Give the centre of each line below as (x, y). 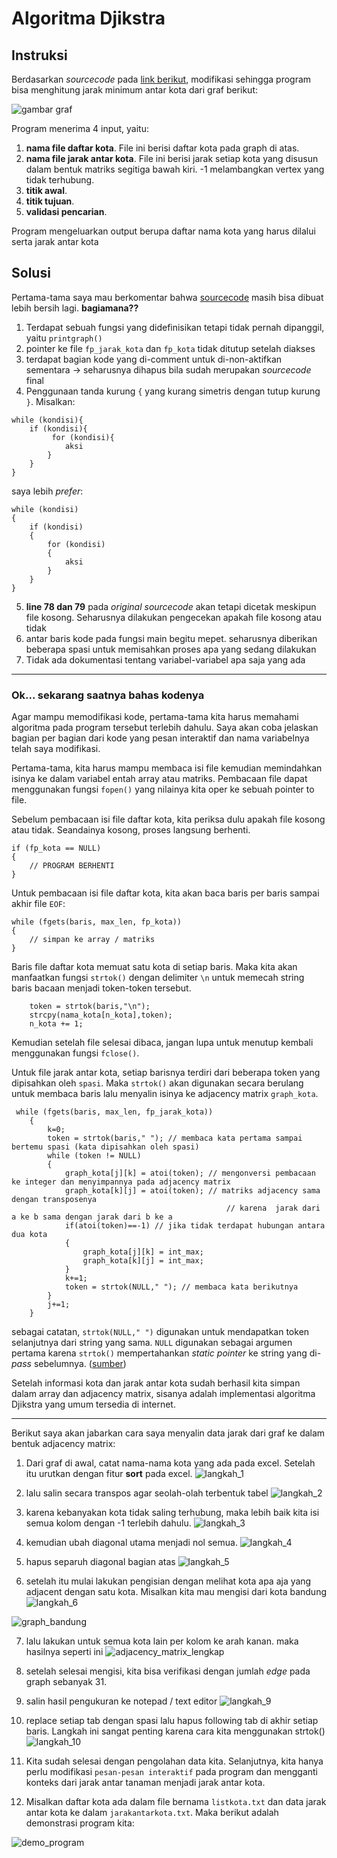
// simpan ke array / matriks (92, 940)
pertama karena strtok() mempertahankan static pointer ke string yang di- (166, 1353)
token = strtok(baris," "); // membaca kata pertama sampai (175, 1138)
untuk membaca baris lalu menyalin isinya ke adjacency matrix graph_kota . (165, 1094)
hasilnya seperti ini (64, 1652)
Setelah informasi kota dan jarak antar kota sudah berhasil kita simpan (156, 1383)
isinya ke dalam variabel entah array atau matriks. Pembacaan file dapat (159, 779)
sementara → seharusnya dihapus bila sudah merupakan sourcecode (168, 369)
